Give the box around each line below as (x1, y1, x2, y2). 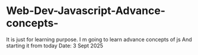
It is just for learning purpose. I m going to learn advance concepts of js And (6, 36, 192, 43)
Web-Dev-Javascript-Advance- (6, 4, 166, 18)
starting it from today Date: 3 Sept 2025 (6, 42, 104, 49)
